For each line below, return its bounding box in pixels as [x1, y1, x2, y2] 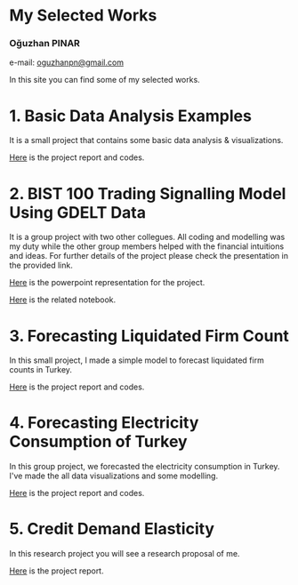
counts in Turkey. [9, 365, 73, 375]
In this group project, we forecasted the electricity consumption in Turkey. [9, 461, 280, 472]
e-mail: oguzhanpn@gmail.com [9, 57, 125, 68]
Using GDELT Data [9, 202, 147, 222]
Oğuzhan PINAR [9, 37, 80, 50]
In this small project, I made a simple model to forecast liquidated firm [9, 355, 264, 365]
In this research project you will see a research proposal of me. [9, 549, 240, 559]
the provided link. [9, 260, 73, 271]
